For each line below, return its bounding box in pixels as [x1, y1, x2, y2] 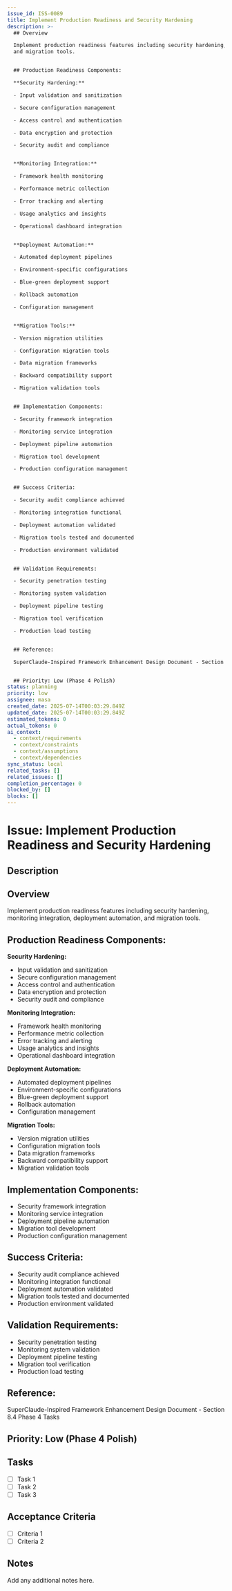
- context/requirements [13, 735, 81, 742]
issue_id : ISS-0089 [7, 10, 64, 17]
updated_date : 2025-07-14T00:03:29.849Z [7, 709, 126, 716]
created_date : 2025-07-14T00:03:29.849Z [7, 703, 126, 710]
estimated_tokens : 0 [7, 715, 67, 723]
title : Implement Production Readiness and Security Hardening [7, 17, 193, 24]
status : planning [7, 683, 57, 690]
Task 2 [17, 1482, 37, 1491]
